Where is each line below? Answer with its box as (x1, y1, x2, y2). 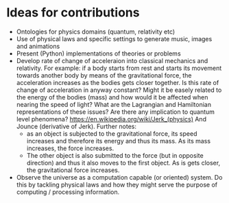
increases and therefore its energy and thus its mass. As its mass (26, 136, 210, 145)
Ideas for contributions (6, 5, 140, 21)
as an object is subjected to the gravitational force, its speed (26, 129, 197, 138)
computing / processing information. (16, 187, 120, 196)
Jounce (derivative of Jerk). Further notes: (16, 122, 137, 130)
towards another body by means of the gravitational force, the (16, 71, 192, 80)
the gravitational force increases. (26, 166, 120, 174)
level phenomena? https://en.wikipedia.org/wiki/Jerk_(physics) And (16, 115, 207, 123)
